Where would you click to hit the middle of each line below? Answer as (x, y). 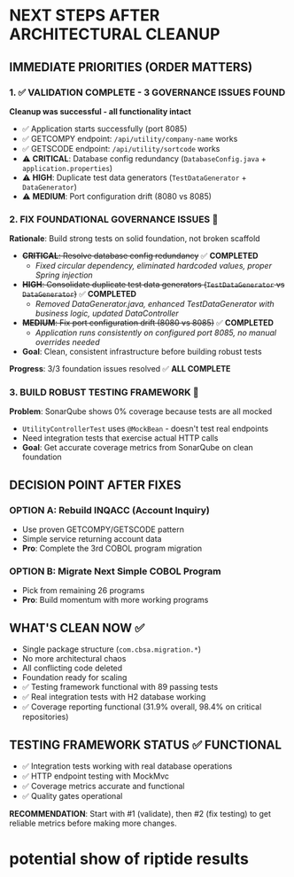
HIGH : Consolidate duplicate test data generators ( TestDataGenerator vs (153, 285)
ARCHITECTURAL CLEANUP (115, 34)
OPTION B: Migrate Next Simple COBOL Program (115, 571)
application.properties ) (67, 168)
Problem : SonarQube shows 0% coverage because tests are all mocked (141, 411)
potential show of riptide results (129, 859)
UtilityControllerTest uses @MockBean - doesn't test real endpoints (145, 429)
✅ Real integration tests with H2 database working (114, 697)
